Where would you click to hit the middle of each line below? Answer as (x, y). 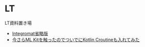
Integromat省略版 (30, 33)
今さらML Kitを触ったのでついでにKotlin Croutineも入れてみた (76, 40)
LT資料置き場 (18, 23)
